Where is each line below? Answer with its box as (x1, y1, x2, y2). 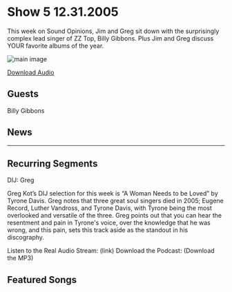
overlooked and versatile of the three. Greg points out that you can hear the (7, 211, 222, 220)
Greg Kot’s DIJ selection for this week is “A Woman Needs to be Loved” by (7, 189, 219, 198)
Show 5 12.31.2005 (7, 4, 119, 20)
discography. (7, 233, 45, 242)
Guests (7, 88, 39, 100)
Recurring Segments (7, 158, 98, 169)
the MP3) (7, 254, 34, 262)
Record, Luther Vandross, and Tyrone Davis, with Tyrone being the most (7, 204, 213, 212)
